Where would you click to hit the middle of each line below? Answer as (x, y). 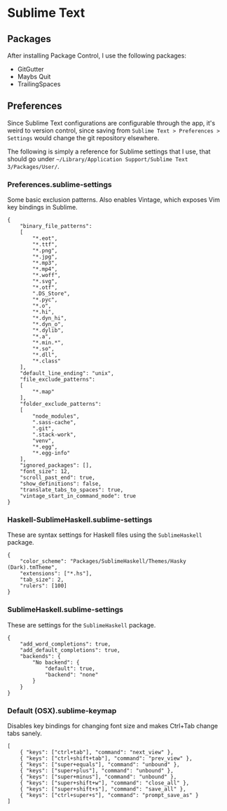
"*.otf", (45, 288)
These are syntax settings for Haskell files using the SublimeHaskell (105, 535)
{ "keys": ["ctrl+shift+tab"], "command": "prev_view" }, (106, 758)
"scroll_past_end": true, (58, 478)
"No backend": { (56, 662)
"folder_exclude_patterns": (61, 404)
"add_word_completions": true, (66, 644)
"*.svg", (45, 282)
